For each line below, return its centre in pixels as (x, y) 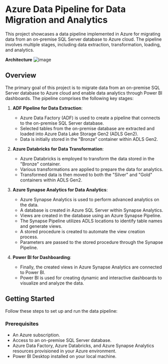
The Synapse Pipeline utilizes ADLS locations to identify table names (91, 221)
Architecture (19, 59)
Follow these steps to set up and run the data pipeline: (61, 311)
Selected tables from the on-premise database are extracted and (87, 128)
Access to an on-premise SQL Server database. (62, 340)
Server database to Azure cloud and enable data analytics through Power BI (84, 93)
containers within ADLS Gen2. (51, 180)
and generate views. (41, 226)
